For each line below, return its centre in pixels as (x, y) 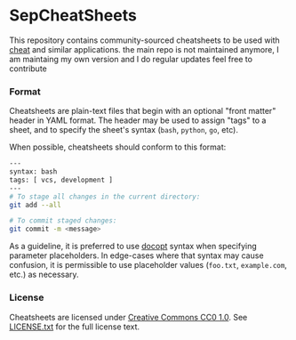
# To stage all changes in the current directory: (105, 197)
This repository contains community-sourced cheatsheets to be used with (144, 40)
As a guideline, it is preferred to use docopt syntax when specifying (133, 247)
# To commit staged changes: (63, 221)
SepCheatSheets (73, 16)
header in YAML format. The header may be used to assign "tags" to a (138, 120)
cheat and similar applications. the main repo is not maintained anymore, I (144, 49)
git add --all (36, 205)
